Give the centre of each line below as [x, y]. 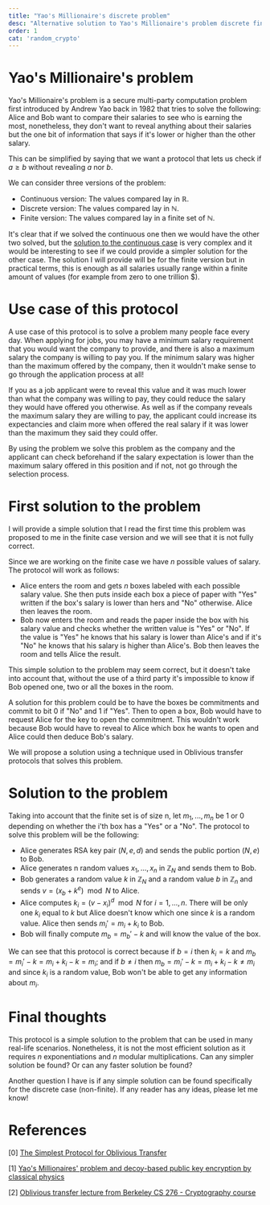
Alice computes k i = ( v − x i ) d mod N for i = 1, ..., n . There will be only [134, 903]
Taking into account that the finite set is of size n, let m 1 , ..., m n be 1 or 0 [127, 816]
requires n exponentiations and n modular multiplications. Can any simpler [131, 1056]
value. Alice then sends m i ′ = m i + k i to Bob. [92, 924]
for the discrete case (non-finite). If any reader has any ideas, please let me [133, 1089]
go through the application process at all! [76, 374]
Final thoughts [57, 1017]
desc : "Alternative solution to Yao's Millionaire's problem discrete [129, 23]
